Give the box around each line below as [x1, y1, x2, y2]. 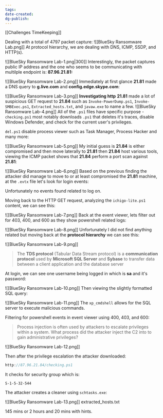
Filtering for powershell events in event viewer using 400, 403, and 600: [5, 315, 150, 320]
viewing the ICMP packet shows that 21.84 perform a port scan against [5, 154, 148, 159]
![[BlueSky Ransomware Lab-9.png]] [5, 241, 79, 247]
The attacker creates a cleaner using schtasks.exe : [5, 390, 108, 396]
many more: [5, 134, 29, 139]
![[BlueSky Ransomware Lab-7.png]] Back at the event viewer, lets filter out [5, 212, 156, 218]
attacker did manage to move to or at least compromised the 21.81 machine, [5, 174, 158, 179]
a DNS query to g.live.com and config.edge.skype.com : [5, 84, 120, 90]
